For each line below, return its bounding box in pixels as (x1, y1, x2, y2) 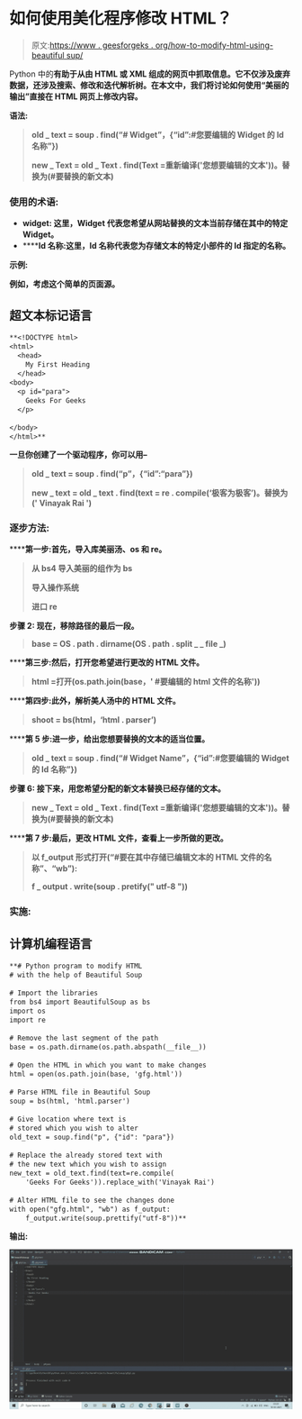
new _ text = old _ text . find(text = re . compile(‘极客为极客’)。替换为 (31, 487, 289, 498)
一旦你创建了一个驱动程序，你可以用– (9, 450, 147, 460)
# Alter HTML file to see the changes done (9, 1196, 175, 1205)
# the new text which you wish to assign (9, 1160, 167, 1169)
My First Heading (25, 360, 91, 369)
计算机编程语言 (9, 936, 93, 951)
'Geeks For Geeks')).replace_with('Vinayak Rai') (25, 1178, 216, 1187)
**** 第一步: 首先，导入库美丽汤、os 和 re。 (9, 544, 167, 555)
